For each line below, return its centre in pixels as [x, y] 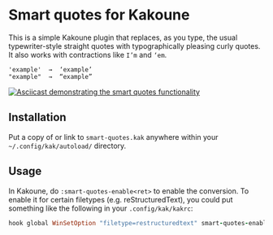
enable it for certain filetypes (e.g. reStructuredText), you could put [121, 199]
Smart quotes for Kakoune [99, 15]
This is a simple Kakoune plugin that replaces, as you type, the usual [123, 37]
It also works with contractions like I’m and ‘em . [88, 54]
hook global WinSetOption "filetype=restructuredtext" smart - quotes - [129, 223]
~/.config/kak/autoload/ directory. [67, 146]
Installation [37, 117]
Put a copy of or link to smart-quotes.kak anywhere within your [113, 137]
